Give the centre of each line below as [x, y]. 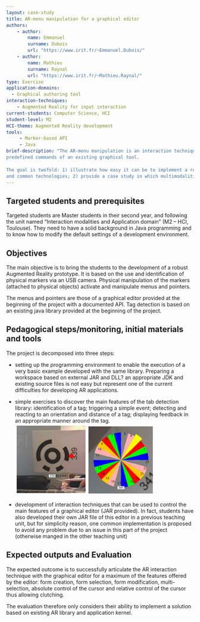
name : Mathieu [45, 63]
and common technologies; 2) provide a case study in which [82, 176]
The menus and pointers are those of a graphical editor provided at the [93, 298]
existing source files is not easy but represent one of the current [93, 383]
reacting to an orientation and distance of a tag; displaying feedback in [101, 414]
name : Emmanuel [46, 38]
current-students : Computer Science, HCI [58, 113]
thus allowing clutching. [35, 595]
